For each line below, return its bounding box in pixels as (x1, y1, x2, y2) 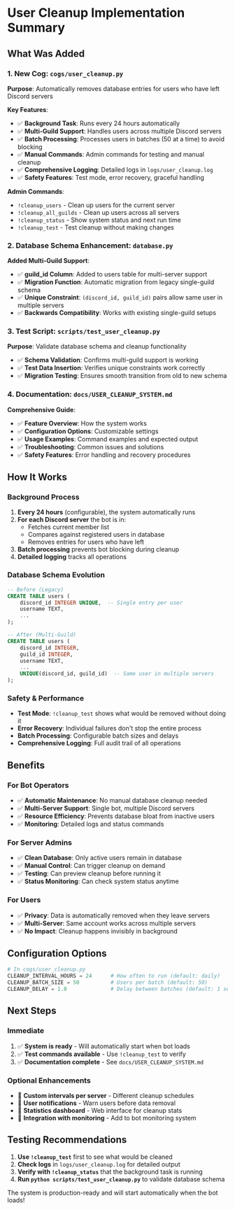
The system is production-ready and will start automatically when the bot (7, 1188, 218, 1197)
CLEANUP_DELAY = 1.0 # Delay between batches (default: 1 (7, 985, 220, 993)
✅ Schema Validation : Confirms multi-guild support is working (17, 356, 199, 365)
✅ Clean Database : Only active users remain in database (17, 854, 182, 862)
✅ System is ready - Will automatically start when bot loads (17, 1041, 190, 1050)
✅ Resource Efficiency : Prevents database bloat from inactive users (17, 812, 215, 820)
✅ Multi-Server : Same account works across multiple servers (17, 919, 196, 927)
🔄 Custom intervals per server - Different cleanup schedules (17, 1091, 194, 1099)
